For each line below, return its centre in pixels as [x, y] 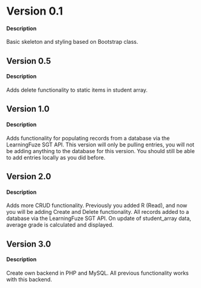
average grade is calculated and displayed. [60, 225]
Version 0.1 [35, 11]
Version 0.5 [29, 61]
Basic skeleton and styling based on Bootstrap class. [72, 42]
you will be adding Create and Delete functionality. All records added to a [98, 212]
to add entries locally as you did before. [56, 157]
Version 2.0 [29, 177]
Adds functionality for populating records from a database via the [88, 138]
